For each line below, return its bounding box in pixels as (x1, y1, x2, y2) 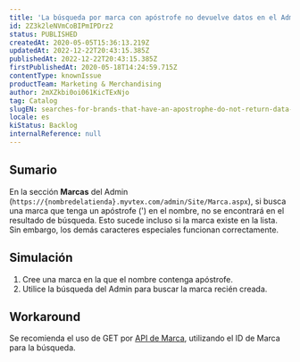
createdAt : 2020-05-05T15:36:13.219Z (9, 38, 150, 47)
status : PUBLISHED (9, 29, 78, 38)
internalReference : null (9, 130, 102, 139)
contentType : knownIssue (9, 72, 102, 80)
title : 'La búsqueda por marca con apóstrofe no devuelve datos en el (9, 13, 278, 22)
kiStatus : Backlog (9, 122, 78, 130)
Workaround (9, 309, 81, 324)
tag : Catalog (9, 96, 58, 105)
